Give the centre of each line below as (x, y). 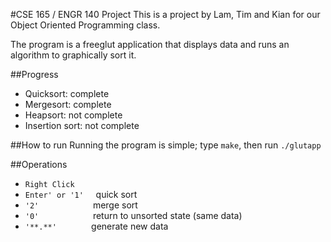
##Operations (39, 164)
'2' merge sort (81, 205)
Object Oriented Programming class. (85, 25)
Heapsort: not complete (73, 115)
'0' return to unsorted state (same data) (133, 215)
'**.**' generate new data (96, 226)
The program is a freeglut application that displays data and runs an (150, 44)
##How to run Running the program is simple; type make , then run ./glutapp (166, 145)
